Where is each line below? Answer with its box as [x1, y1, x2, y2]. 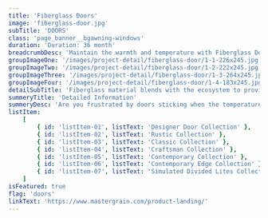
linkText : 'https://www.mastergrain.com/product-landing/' [8, 197, 209, 205]
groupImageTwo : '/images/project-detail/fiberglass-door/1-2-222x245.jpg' [8, 64, 262, 72]
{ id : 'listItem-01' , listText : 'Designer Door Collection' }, [37, 123, 251, 131]
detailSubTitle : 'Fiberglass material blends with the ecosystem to [8, 85, 241, 94]
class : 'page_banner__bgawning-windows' [8, 34, 145, 42]
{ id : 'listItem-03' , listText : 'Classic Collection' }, [37, 137, 231, 146]
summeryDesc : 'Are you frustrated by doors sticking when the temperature [8, 101, 262, 109]
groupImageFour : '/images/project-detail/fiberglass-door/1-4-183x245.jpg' [8, 78, 266, 86]
